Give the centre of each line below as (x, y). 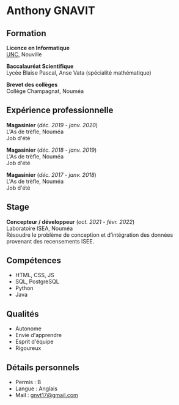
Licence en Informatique (38, 48)
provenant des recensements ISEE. (50, 241)
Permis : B (28, 382)
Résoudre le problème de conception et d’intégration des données (90, 235)
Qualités (23, 314)
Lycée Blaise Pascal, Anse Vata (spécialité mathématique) (79, 73)
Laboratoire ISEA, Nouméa (40, 228)
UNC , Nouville (24, 54)
